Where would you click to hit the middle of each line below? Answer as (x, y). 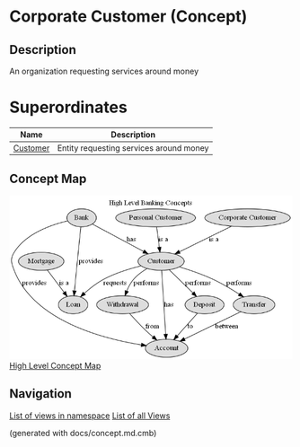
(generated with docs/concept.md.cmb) (83, 433)
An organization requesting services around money (104, 71)
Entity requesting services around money (133, 148)
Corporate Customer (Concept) (128, 17)
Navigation (40, 394)
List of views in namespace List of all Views (90, 416)
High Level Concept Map (55, 365)
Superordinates (68, 107)
